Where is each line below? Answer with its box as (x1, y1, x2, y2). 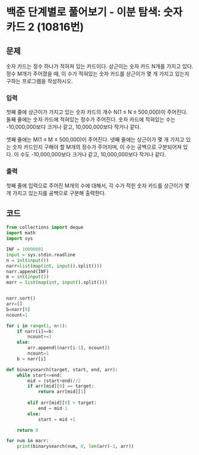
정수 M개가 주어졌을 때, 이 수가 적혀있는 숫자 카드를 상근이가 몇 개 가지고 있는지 (6, 70, 189, 77)
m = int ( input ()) (6, 274, 49, 280)
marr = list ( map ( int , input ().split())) (6, 280, 108, 285)
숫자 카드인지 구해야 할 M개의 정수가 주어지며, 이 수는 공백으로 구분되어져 (12, 143, 182, 150)
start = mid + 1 (37, 416, 76, 422)
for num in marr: (6, 438, 49, 444)
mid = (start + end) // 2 (27, 378, 81, 384)
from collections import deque (6, 224, 84, 231)
